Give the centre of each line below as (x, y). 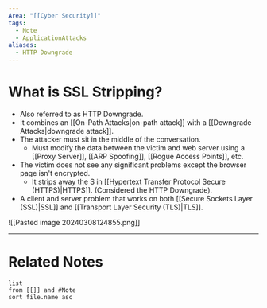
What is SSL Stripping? (85, 92)
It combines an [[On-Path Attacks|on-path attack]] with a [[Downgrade (135, 122)
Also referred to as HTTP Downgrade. (81, 114)
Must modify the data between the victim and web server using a (138, 147)
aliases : (23, 45)
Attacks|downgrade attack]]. (66, 131)
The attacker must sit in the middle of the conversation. (110, 139)
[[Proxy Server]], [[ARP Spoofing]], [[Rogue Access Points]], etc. (137, 156)
